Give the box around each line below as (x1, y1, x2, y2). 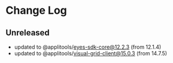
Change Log (5, 4, 67, 17)
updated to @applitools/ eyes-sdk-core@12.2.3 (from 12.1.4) (14, 43, 162, 50)
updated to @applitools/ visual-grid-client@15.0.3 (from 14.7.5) (14, 50, 168, 57)
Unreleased (5, 28, 50, 38)
